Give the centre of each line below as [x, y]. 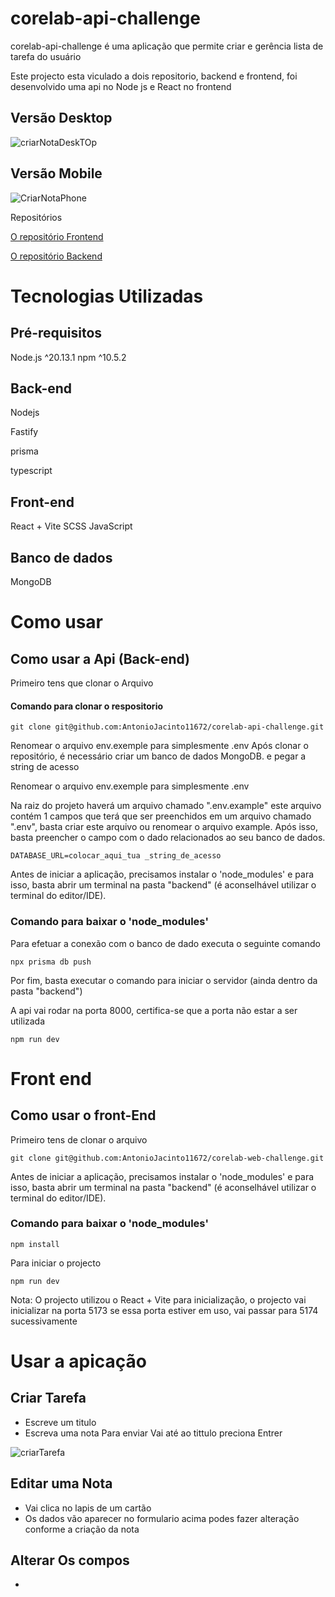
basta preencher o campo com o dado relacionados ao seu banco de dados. [168, 838]
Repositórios [36, 217]
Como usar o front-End [83, 1115]
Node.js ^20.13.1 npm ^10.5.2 [68, 357]
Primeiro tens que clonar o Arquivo [82, 683]
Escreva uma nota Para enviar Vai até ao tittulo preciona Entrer [153, 1433]
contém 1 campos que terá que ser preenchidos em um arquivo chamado [161, 816]
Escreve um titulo [60, 1422]
